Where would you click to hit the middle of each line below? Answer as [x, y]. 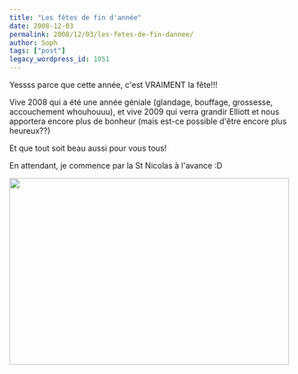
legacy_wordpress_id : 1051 [60, 59]
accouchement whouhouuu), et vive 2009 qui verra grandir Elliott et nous [145, 112]
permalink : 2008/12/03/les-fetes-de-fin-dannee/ [102, 34]
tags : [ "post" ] [38, 51]
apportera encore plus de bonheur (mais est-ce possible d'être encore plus [148, 121]
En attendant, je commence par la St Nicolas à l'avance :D [116, 165]
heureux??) [30, 130]
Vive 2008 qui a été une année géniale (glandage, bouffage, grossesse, [141, 102]
